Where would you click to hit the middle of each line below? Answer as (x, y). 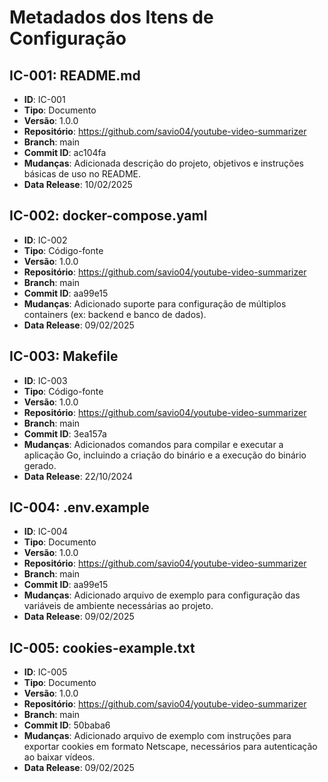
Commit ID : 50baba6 (67, 725)
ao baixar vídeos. (59, 757)
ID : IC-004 (45, 532)
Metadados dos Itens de (111, 17)
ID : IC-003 (45, 380)
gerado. (40, 465)
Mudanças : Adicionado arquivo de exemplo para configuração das (162, 595)
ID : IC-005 (45, 672)
